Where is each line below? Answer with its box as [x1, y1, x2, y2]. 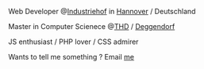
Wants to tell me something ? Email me [8, 53, 135, 61]
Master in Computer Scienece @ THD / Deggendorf [8, 22, 175, 31]
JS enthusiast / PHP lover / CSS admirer [8, 37, 139, 46]
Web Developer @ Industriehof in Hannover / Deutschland [8, 7, 196, 16]
